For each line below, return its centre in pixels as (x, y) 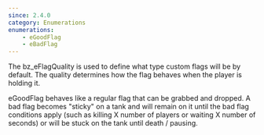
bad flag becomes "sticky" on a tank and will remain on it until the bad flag (129, 107)
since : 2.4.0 (29, 15)
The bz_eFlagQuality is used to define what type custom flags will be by (125, 66)
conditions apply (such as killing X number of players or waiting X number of (132, 115)
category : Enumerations (47, 23)
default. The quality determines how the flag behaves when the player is (125, 75)
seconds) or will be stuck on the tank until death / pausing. (103, 123)
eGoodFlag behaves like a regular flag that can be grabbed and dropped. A (130, 98)
